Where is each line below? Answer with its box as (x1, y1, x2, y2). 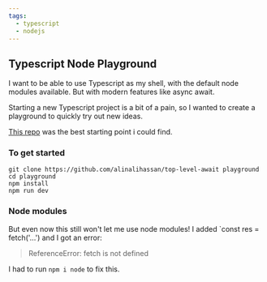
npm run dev (8, 187, 49, 195)
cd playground (8, 173, 57, 181)
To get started (8, 147, 66, 159)
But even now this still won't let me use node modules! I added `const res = (8, 224, 260, 233)
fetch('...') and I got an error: (8, 233, 103, 242)
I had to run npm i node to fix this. (8, 264, 120, 274)
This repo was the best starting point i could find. (8, 127, 173, 137)
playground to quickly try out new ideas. (8, 111, 144, 122)
